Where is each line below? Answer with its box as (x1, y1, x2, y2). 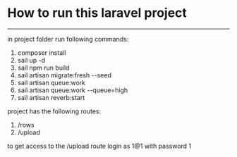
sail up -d (17, 56, 46, 64)
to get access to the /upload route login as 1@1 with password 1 (7, 142, 192, 150)
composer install (17, 48, 66, 57)
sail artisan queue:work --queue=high (17, 86, 128, 94)
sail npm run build (17, 63, 70, 72)
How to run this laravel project (7, 5, 187, 21)
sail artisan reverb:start (17, 93, 85, 101)
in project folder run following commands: (7, 34, 129, 43)
